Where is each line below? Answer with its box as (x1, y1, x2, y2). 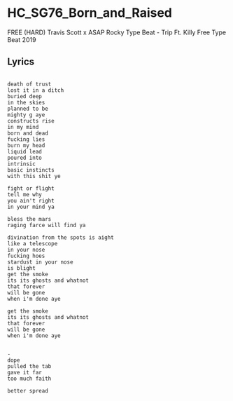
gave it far (7, 369, 42, 376)
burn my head (7, 142, 45, 149)
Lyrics (7, 56, 35, 68)
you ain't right (7, 197, 55, 204)
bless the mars (7, 215, 52, 222)
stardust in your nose (7, 258, 73, 266)
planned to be (7, 105, 49, 112)
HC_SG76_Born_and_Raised (7, 5, 173, 21)
